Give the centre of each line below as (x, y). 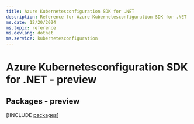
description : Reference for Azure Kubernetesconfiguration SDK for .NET (96, 17)
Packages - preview (43, 101)
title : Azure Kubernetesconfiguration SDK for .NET (70, 11)
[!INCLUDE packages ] (32, 115)
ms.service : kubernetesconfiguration (52, 38)
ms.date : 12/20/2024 (31, 22)
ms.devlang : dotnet (30, 33)
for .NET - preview (51, 80)
